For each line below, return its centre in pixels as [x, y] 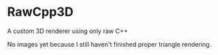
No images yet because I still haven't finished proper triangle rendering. [109, 44]
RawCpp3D [40, 12]
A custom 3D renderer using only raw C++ [67, 31]
